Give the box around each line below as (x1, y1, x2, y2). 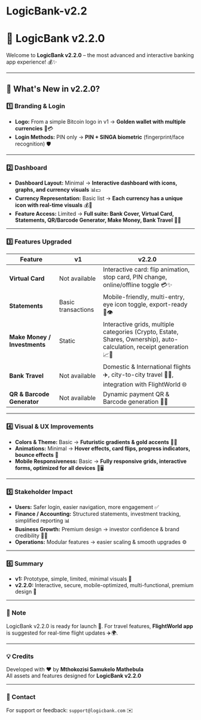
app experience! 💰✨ (6, 58, 57, 66)
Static (59, 337, 76, 345)
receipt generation (136, 343, 188, 351)
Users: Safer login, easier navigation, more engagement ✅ (14, 504, 160, 510)
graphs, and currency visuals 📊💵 (14, 186, 101, 194)
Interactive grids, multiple (102, 320, 175, 329)
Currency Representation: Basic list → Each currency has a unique (14, 195, 183, 202)
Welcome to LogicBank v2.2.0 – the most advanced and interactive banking (6, 52, 194, 59)
